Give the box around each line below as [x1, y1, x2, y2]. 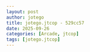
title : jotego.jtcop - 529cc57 [6, 20, 85, 26]
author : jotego [6, 14, 44, 20]
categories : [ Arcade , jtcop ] [6, 31, 79, 37]
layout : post [6, 8, 39, 15]
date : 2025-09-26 [6, 25, 50, 32]
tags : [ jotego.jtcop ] [6, 36, 61, 42]
